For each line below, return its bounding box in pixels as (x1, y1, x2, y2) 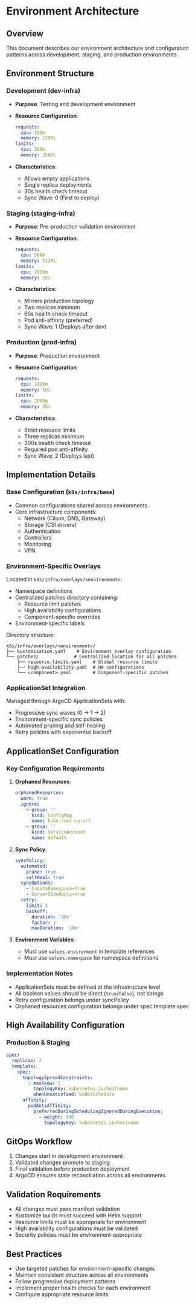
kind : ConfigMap (31, 812, 72, 818)
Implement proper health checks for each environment (14, 1284, 151, 1292)
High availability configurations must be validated (14, 1225, 138, 1232)
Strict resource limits (24, 426, 76, 434)
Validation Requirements (6, 1189, 101, 1200)
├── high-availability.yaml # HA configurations (17, 664, 145, 670)
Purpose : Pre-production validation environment (14, 223, 136, 230)
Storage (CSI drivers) (24, 521, 77, 528)
